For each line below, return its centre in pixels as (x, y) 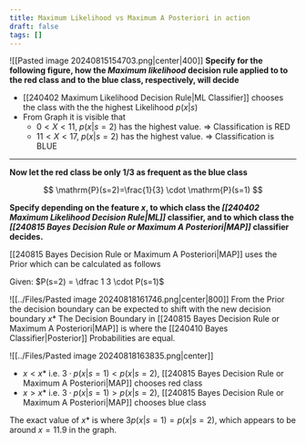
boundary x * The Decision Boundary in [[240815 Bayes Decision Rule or (145, 319)
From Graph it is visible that (74, 117)
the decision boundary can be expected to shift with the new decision (140, 309)
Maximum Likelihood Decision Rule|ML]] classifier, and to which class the (152, 217)
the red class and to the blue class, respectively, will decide (124, 80)
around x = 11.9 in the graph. (63, 430)
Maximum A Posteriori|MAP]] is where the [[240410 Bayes (119, 328)
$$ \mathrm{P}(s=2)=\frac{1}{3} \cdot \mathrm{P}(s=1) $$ (153, 190)
